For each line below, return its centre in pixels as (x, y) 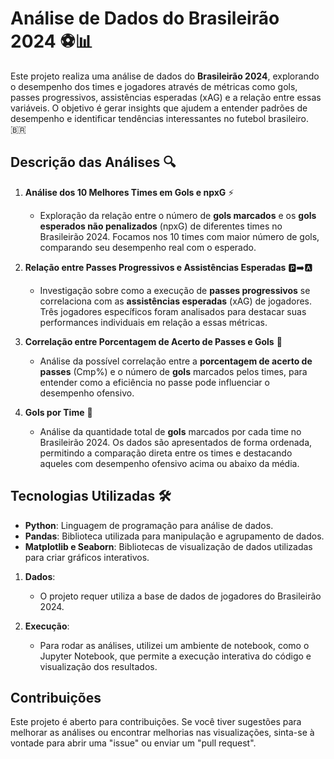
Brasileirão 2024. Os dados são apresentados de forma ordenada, (176, 442)
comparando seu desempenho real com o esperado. (148, 247)
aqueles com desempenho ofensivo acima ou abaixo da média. (169, 463)
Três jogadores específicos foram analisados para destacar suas (173, 311)
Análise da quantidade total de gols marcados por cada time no (170, 431)
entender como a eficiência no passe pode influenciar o (154, 382)
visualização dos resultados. (98, 666)
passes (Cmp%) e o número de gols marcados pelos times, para (173, 371)
